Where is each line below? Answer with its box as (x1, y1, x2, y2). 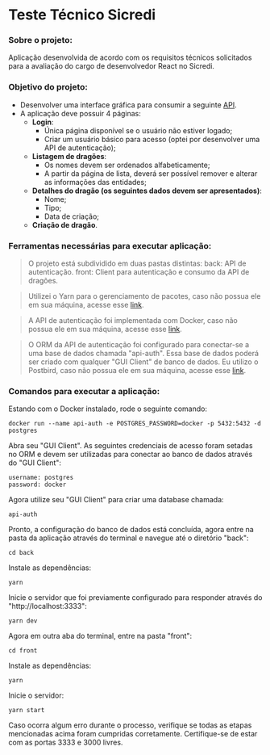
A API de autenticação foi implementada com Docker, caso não (27, 316, 238, 325)
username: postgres (8, 474, 74, 482)
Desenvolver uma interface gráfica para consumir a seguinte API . (19, 99, 238, 110)
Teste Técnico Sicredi (8, 6, 156, 24)
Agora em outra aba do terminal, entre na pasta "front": (8, 631, 193, 641)
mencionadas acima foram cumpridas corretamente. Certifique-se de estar (8, 729, 258, 739)
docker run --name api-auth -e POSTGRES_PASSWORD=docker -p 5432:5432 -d (8, 420, 262, 428)
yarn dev (8, 617, 38, 625)
